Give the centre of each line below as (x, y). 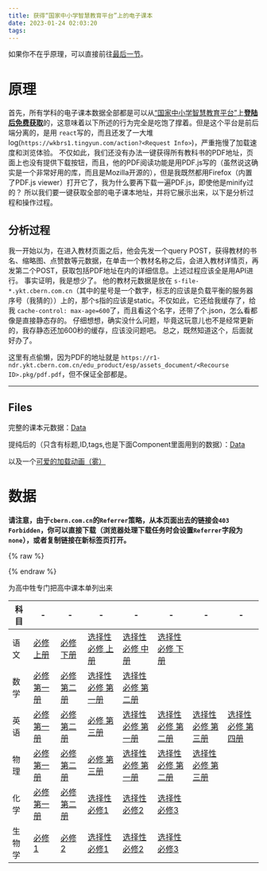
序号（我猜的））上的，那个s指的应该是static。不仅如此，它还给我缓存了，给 (132, 300)
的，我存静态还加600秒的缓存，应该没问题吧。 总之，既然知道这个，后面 (127, 331)
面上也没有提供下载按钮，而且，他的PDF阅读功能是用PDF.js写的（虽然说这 (130, 163)
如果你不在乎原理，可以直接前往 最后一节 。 (78, 54)
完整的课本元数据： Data (47, 427)
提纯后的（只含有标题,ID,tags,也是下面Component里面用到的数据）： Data (127, 444)
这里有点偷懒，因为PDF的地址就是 (64, 357)
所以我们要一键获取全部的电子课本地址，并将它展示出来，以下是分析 (135, 193)
